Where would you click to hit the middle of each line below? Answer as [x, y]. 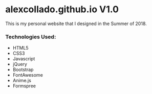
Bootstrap [23, 69]
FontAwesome [28, 75]
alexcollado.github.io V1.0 [62, 9]
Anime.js [22, 81]
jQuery [20, 64]
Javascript [24, 59]
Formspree [24, 86]
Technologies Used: [31, 37]
